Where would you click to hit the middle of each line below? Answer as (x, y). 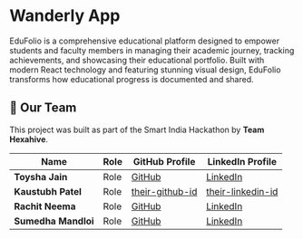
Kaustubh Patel (48, 191)
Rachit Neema (45, 206)
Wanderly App (65, 16)
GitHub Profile (164, 161)
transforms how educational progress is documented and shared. (132, 79)
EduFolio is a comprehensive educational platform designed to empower (144, 41)
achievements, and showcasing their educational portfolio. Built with (137, 60)
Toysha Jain (41, 177)
